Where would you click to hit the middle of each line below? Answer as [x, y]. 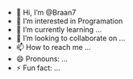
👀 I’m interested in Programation [69, 21]
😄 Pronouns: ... [42, 59]
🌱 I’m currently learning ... [59, 29]
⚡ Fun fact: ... [38, 68]
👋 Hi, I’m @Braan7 [46, 12]
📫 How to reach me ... [53, 47]
